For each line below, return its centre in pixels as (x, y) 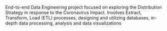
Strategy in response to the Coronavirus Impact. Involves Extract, (74, 12)
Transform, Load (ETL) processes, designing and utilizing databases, (78, 18)
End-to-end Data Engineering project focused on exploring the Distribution (83, 7)
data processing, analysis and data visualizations (70, 23)
